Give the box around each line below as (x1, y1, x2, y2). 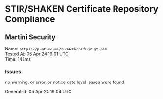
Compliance (5, 14, 55, 25)
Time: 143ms (5, 56, 31, 62)
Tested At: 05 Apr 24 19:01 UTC (5, 51, 69, 57)
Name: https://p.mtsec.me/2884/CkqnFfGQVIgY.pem (5, 46, 108, 51)
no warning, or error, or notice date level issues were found (5, 79, 125, 85)
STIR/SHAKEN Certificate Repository (5, 3, 159, 15)
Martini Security (5, 33, 56, 41)
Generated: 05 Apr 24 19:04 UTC (5, 89, 72, 95)
